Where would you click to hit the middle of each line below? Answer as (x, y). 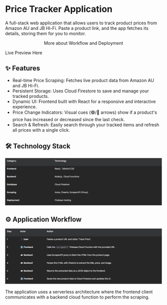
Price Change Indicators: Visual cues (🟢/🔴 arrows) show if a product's (85, 112)
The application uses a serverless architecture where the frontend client (79, 292)
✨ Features (23, 68)
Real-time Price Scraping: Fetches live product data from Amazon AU (83, 80)
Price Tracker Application (59, 9)
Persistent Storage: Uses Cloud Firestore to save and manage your (81, 91)
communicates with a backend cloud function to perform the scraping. (78, 297)
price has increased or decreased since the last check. (69, 119)
